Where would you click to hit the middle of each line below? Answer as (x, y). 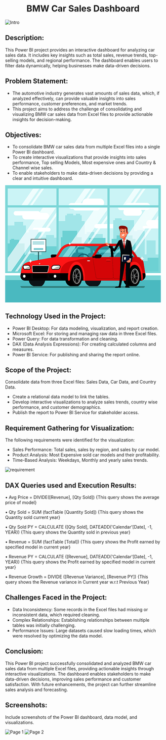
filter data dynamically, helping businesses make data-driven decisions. (78, 65)
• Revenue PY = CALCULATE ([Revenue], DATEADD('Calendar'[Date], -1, (79, 557)
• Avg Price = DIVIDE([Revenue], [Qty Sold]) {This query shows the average (82, 497)
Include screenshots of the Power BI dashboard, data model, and (71, 717)
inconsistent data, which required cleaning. (56, 615)
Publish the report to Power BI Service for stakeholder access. (76, 413)
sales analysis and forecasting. (37, 690)
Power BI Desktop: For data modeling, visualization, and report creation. (85, 328)
